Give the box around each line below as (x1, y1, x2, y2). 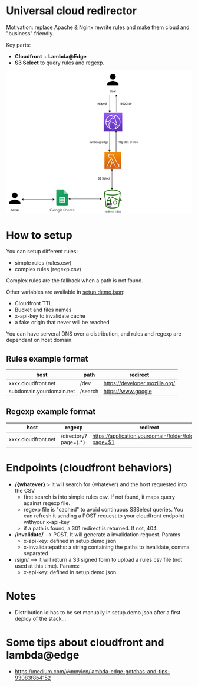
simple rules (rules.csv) (14, 259, 72, 266)
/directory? (61, 432, 87, 439)
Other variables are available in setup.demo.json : (6, 288, 125, 296)
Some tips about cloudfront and (6, 636, 164, 649)
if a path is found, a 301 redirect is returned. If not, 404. (23, 525, 158, 532)
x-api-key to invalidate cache (14, 312, 85, 320)
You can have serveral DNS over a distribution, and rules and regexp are (6, 330, 181, 337)
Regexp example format (6, 406, 96, 417)
